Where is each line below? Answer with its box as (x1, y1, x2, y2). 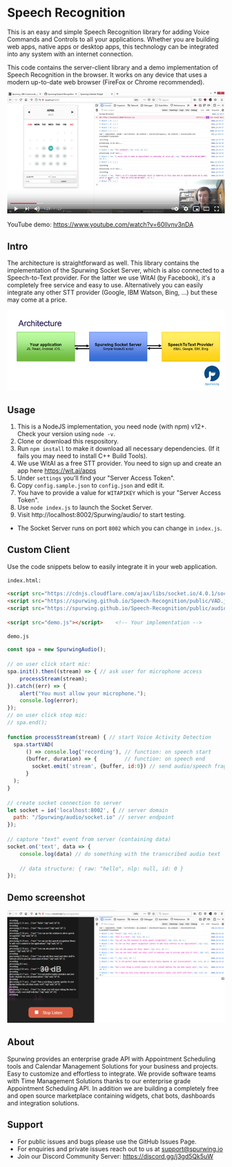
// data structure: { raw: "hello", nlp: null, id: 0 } (19, 865, 184, 872)
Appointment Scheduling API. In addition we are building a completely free (7, 1084, 219, 1092)
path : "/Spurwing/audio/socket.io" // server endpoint (13, 814, 175, 821)
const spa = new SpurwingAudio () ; (7, 646, 107, 653)
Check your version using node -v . (17, 430, 115, 438)
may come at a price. (7, 296, 68, 304)
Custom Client (7, 544, 70, 556)
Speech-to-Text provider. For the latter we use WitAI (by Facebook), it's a (7, 273, 215, 282)
